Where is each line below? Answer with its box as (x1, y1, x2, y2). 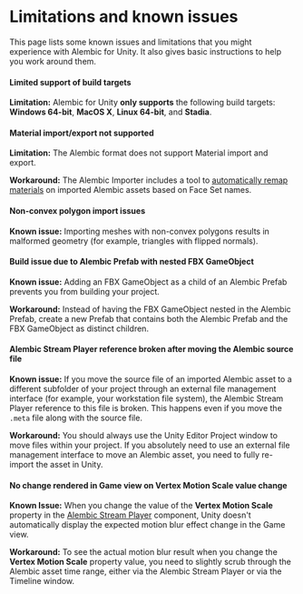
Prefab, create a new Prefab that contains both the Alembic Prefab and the (9, 313, 288, 324)
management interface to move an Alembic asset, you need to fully (9, 448, 260, 460)
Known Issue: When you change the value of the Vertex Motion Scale (9, 500, 274, 511)
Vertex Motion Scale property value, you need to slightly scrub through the (9, 557, 292, 568)
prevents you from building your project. (9, 286, 161, 297)
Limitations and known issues (9, 6, 239, 27)
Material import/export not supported (9, 127, 154, 138)
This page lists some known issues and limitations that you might (9, 36, 252, 47)
